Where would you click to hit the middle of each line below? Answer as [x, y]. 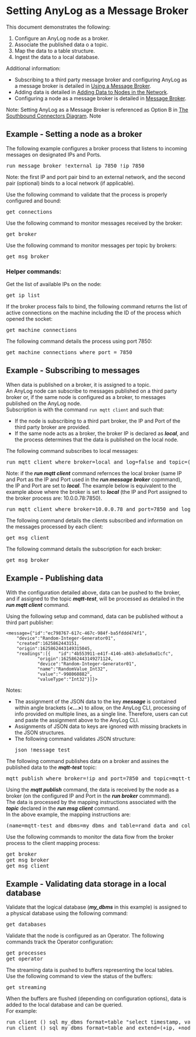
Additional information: [34, 68]
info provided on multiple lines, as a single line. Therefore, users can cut [101, 714]
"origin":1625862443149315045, [55, 648]
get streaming [26, 988]
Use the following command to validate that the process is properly [87, 194]
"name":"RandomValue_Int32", [73, 669]
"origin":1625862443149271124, [75, 659]
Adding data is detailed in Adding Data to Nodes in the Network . [91, 92]
